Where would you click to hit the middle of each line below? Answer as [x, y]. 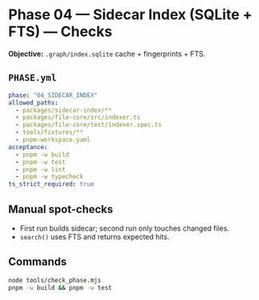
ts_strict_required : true [51, 184]
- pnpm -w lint [41, 169]
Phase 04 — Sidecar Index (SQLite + [130, 15]
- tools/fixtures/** [49, 132]
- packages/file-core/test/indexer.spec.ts [88, 125]
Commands [38, 262]
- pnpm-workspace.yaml [53, 140]
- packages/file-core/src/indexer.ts [78, 117]
